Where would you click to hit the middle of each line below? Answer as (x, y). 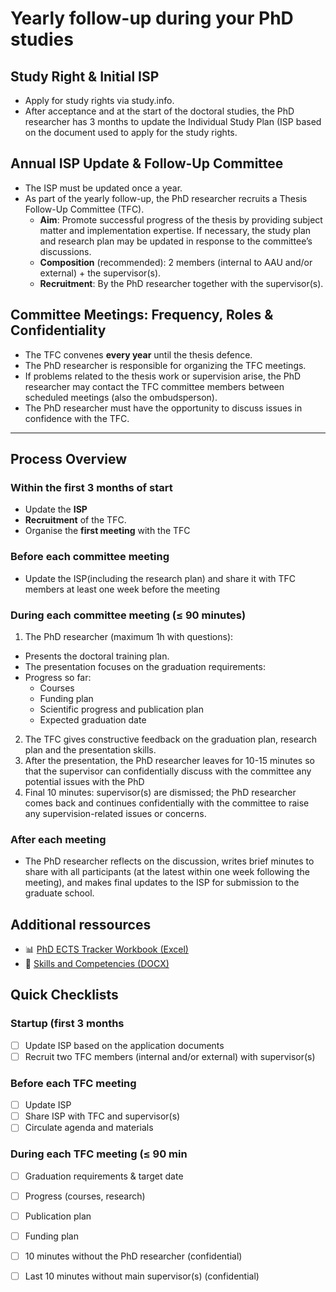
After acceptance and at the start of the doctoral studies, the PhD (159, 111)
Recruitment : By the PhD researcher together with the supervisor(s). (181, 283)
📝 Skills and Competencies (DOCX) (97, 964)
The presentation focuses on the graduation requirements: (145, 666)
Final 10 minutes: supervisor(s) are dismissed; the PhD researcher (160, 792)
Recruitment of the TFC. (75, 520)
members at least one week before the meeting (122, 589)
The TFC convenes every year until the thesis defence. (138, 354)
